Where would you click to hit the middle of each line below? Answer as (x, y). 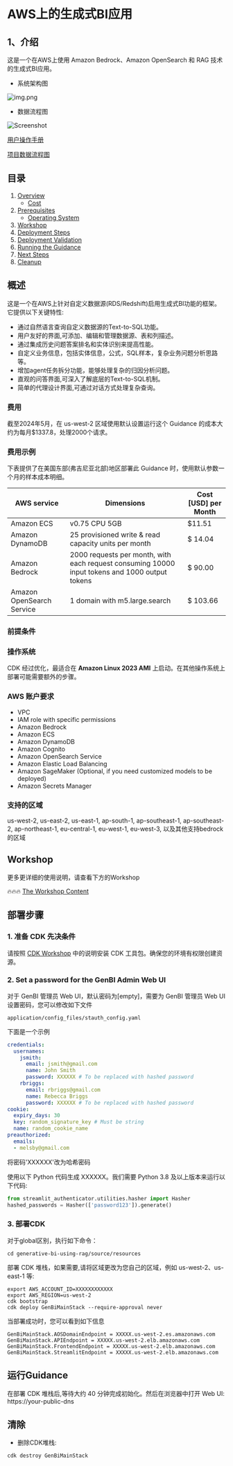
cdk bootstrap (28, 1301)
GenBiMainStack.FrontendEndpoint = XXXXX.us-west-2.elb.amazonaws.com (111, 1346)
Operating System (53, 217)
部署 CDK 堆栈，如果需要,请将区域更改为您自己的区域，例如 (92, 1267)
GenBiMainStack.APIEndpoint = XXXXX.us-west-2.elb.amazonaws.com (103, 1340)
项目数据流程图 (28, 154)
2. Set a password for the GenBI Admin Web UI (87, 980)
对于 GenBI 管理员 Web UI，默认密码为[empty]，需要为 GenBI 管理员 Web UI (116, 996)
